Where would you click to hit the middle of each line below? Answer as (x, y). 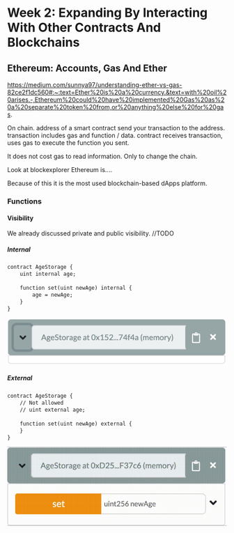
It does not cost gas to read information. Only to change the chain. (102, 156)
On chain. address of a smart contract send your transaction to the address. (116, 128)
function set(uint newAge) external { (76, 424)
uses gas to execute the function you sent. (68, 143)
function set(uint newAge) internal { (76, 288)
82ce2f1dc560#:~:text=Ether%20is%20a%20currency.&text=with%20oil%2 (117, 92)
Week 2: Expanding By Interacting (108, 13)
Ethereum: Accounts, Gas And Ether (87, 68)
